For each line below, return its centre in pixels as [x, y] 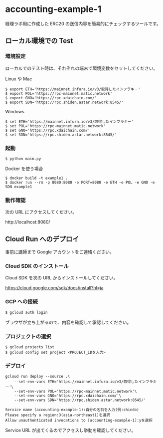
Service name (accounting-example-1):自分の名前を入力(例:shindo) [72, 410]
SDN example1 [19, 187]
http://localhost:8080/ [28, 222]
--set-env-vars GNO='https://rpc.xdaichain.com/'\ [68, 396]
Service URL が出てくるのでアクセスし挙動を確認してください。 [71, 431]
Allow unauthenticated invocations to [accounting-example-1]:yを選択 [79, 421]
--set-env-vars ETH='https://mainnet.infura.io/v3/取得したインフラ [84, 382]
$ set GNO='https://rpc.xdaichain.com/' [48, 130]
